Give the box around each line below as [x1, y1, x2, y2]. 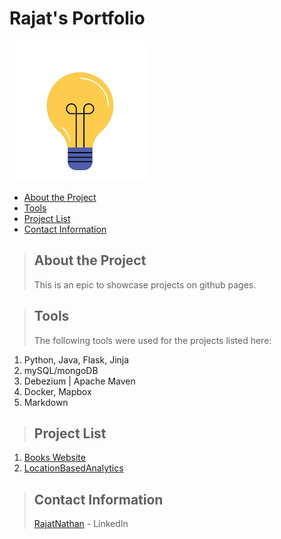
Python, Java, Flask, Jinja [23, 353, 130, 366]
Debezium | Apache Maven [23, 375, 136, 387]
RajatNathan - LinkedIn [33, 518, 129, 530]
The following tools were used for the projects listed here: [33, 334, 272, 346]
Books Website [23, 452, 86, 464]
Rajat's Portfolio [9, 7, 146, 30]
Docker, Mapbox [23, 385, 92, 397]
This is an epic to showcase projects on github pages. [33, 278, 257, 291]
